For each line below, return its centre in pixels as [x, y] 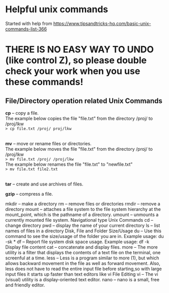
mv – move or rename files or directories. [48, 143]
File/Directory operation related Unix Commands [84, 101]
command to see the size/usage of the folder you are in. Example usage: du [84, 236]
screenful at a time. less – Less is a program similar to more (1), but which [82, 258]
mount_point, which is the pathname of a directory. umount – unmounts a [82, 215]
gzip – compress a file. [29, 194]
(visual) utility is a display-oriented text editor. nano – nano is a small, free [82, 279]
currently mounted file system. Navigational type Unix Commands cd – [79, 220]
